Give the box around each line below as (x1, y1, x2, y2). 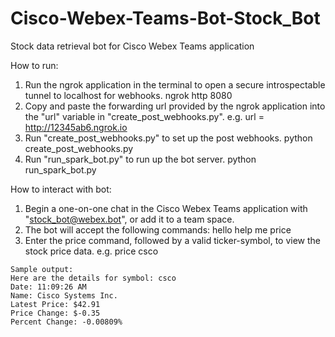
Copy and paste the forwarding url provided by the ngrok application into (24, 100, 326, 112)
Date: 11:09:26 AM (10, 282, 87, 292)
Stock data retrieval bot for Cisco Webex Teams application (10, 40, 255, 52)
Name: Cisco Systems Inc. (10, 290, 118, 301)
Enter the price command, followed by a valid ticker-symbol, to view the (24, 234, 322, 246)
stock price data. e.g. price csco (24, 245, 159, 257)
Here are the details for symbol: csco (10, 273, 177, 283)
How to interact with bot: (10, 183, 112, 195)
